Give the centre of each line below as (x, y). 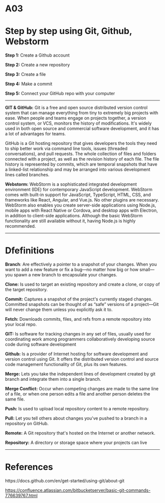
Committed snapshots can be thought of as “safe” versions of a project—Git (82, 304)
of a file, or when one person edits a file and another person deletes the (78, 394)
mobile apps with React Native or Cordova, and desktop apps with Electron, (82, 210)
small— (147, 269)
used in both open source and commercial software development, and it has (82, 129)
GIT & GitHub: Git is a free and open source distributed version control (76, 108)
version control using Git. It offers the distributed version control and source (82, 359)
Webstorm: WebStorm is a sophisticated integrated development (71, 184)
